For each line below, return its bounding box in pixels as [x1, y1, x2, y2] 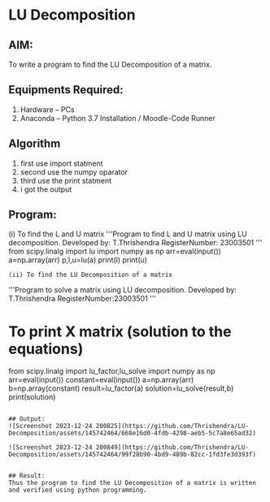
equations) [8, 340, 84, 358]
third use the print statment [20, 175, 112, 185]
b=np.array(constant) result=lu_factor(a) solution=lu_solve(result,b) [8, 383, 234, 393]
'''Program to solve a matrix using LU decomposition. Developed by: [8, 285, 237, 295]
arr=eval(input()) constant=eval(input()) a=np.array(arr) [8, 375, 194, 385]
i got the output [20, 184, 72, 194]
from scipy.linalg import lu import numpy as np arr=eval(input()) [8, 246, 222, 257]
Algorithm [8, 136, 61, 151]
